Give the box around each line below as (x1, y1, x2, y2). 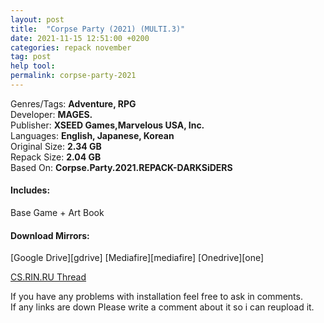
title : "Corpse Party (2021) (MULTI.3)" (10, 24, 186, 34)
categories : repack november (10, 42, 132, 53)
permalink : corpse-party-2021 (10, 71, 137, 81)
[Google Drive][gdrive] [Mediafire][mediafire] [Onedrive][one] (10, 252, 265, 264)
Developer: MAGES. (10, 108, 93, 120)
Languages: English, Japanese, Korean (10, 129, 175, 141)
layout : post (10, 14, 65, 25)
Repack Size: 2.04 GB (10, 151, 102, 163)
